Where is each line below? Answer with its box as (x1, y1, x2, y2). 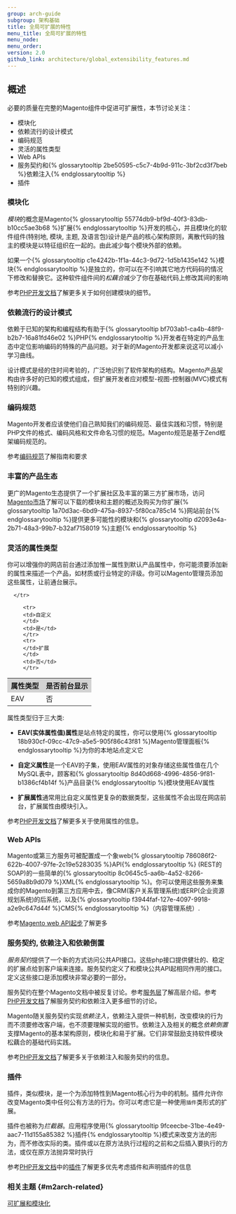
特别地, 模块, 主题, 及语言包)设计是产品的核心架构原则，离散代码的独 (27, 232, 225, 240)
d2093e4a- (193, 515, 227, 523)
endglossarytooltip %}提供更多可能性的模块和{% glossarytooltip (7, 515, 193, 523)
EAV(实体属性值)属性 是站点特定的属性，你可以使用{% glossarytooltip (17, 729, 217, 737)
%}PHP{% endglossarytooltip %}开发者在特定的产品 (67, 333, 218, 342)
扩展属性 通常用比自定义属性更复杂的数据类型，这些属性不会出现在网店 (17, 793, 221, 802)
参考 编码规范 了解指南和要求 (7, 453, 88, 461)
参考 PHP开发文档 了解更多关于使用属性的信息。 (7, 817, 143, 825)
